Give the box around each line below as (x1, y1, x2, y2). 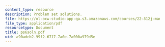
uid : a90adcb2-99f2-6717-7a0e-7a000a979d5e (5, 35, 96, 40)
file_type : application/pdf (5, 21, 63, 26)
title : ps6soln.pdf (5, 30, 45, 35)
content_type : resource (5, 7, 54, 12)
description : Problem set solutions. (5, 12, 82, 17)
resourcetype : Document (5, 25, 54, 30)
